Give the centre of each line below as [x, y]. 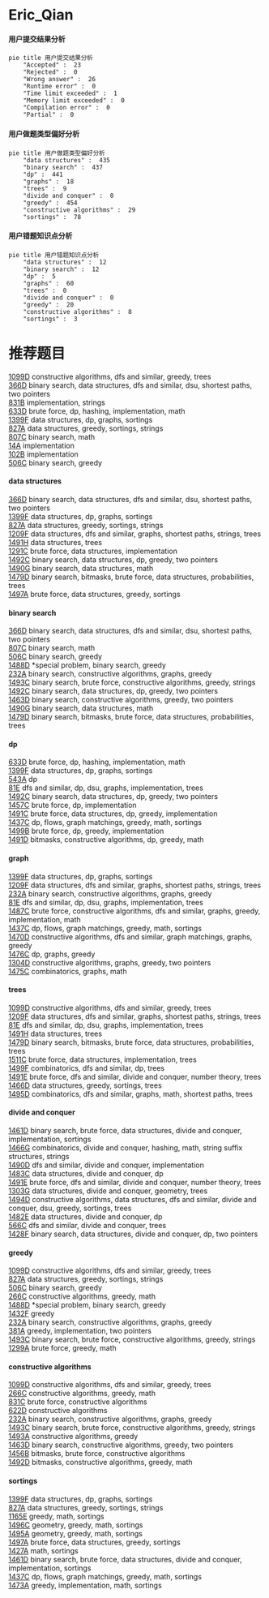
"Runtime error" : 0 [59, 87]
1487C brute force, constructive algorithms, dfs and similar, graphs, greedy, [134, 911]
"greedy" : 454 [51, 203]
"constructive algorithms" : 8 [77, 311]
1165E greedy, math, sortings [56, 1516]
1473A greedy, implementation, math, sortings [85, 1585]
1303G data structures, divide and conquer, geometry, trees [108, 1191]
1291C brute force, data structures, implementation [93, 551]
